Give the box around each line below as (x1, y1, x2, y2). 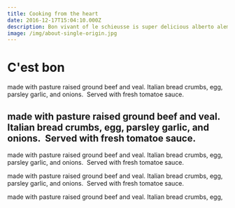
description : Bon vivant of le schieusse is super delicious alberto (7, 23, 215, 30)
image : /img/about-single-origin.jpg (7, 29, 117, 37)
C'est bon (7, 60, 65, 75)
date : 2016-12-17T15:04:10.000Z (7, 17, 101, 24)
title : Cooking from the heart (7, 10, 99, 17)
